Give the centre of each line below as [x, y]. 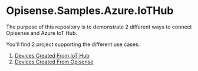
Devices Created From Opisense [54, 62]
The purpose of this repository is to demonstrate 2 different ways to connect [99, 27]
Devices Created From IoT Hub [52, 55]
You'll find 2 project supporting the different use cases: [73, 44]
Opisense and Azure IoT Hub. [42, 33]
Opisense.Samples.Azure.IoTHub [90, 11]
